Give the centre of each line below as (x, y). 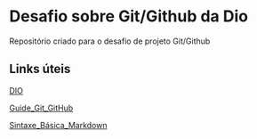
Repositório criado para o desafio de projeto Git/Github (110, 41)
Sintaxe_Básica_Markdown (58, 125)
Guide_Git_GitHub (41, 108)
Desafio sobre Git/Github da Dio (129, 16)
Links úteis (40, 69)
